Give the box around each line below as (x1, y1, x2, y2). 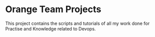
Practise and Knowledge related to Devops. (5, 25, 96, 31)
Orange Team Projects (5, 4, 102, 15)
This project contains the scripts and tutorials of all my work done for (5, 20, 150, 26)
